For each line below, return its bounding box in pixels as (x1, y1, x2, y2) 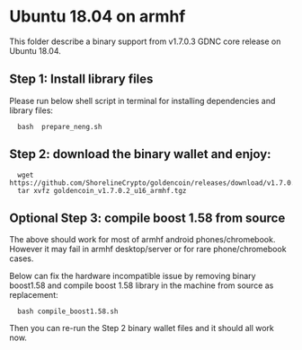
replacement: (9, 290, 58, 301)
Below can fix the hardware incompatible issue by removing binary (9, 271, 256, 282)
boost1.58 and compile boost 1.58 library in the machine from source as (9, 280, 274, 291)
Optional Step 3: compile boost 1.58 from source (9, 210, 286, 225)
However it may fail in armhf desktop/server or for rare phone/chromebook (9, 244, 287, 255)
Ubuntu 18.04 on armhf (9, 6, 186, 27)
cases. (9, 253, 34, 264)
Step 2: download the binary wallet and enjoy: (9, 146, 271, 162)
